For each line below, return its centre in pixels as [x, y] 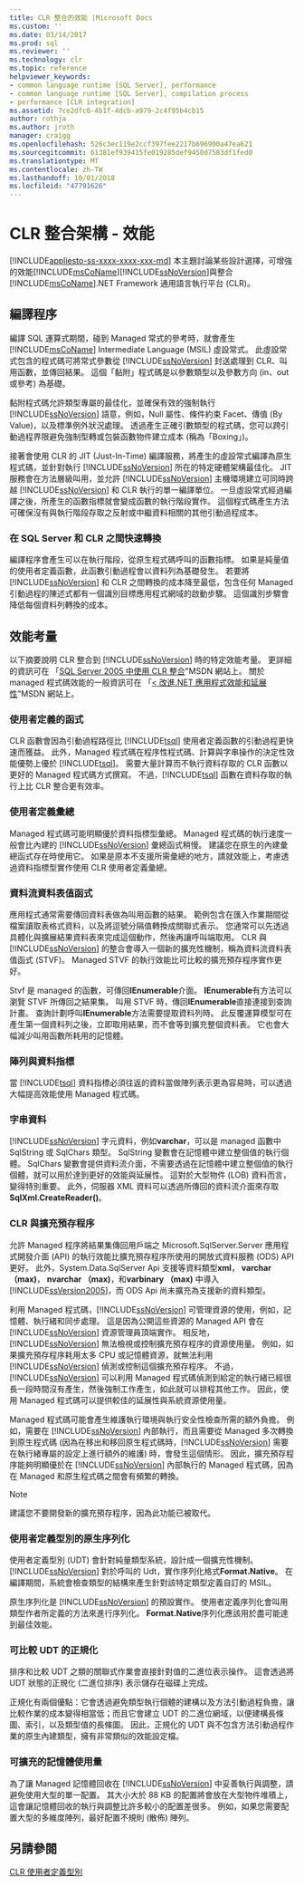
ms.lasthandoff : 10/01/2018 [62, 178]
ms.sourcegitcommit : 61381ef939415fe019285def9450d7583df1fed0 [131, 152]
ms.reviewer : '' [40, 52]
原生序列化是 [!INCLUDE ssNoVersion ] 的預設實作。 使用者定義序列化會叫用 [149, 1602]
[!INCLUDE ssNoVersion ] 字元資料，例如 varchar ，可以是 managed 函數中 [146, 1141]
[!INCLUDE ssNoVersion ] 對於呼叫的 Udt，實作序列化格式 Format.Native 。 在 [152, 1572]
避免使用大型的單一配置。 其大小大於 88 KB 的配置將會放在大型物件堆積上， [151, 1795]
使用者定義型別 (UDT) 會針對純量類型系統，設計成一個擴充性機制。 [134, 1560]
